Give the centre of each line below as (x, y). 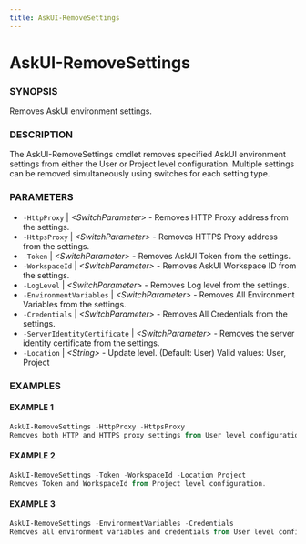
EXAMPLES (35, 386)
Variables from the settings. (74, 304)
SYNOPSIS (34, 91)
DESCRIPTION (41, 135)
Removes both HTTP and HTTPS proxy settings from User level (128, 435)
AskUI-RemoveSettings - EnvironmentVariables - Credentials (122, 523)
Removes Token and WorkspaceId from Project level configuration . (138, 483)
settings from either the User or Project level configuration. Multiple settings (152, 164)
